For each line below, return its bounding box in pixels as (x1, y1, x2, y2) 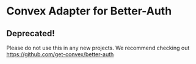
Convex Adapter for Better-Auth (6, 4, 172, 18)
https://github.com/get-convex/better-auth (6, 51, 114, 58)
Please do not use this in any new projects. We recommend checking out (6, 44, 190, 51)
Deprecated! (6, 28, 55, 39)
